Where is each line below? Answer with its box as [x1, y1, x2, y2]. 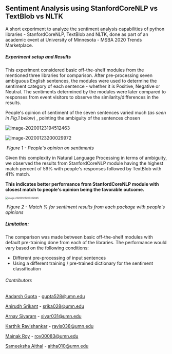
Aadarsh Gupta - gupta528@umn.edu [5, 293, 85, 299]
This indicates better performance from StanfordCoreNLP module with [5, 181, 159, 187]
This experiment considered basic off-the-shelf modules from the [5, 67, 144, 73]
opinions [5, 209, 24, 215]
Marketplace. [5, 42, 33, 48]
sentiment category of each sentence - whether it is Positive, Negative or [5, 83, 160, 89]
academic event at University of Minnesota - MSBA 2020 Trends [5, 36, 142, 43]
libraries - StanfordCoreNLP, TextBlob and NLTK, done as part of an [5, 31, 148, 37]
